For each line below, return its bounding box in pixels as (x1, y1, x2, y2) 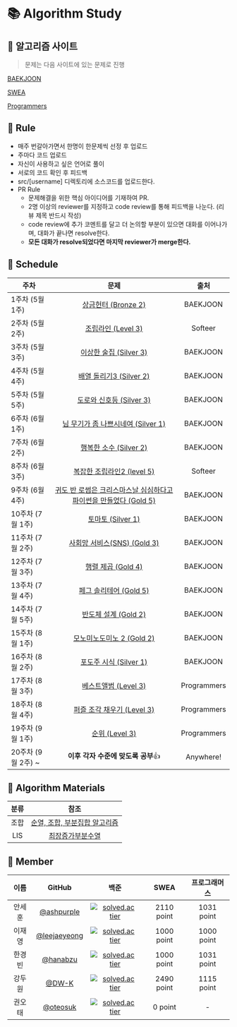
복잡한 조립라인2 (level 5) (73, 467, 155, 476)
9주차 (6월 (11, 485, 44, 495)
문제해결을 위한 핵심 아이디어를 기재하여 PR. (28, 193, 150, 202)
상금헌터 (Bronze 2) (82, 299, 146, 309)
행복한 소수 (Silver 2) (80, 443, 148, 452)
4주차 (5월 (11, 366, 44, 376)
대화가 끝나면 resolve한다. (37, 229, 110, 237)
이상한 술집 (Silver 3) (80, 347, 148, 357)
